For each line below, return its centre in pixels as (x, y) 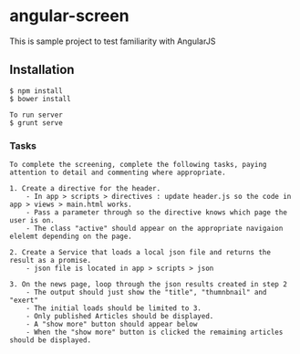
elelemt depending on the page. (71, 237)
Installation (42, 70)
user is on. (32, 221)
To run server (36, 115)
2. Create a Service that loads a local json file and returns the (140, 253)
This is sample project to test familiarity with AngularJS (113, 41)
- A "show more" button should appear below (112, 325)
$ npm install (36, 91)
